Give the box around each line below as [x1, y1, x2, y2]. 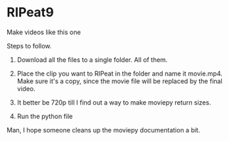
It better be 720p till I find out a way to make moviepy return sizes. [16, 98, 211, 107]
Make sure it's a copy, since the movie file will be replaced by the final [16, 76, 223, 85]
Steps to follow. [6, 41, 52, 50]
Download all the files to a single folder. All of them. [16, 55, 168, 64]
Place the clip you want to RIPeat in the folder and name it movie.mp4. [16, 69, 223, 78]
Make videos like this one [6, 28, 81, 36]
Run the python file [16, 112, 73, 120]
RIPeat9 [6, 4, 54, 21]
